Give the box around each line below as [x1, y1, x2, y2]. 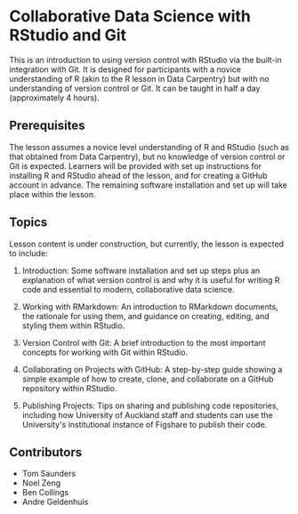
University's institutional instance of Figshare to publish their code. [21, 419, 268, 430]
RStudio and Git [9, 25, 127, 45]
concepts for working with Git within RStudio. [21, 347, 189, 357]
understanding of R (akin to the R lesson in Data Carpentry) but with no [9, 73, 270, 84]
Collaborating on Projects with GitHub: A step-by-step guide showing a [21, 364, 283, 374]
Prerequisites [9, 118, 85, 133]
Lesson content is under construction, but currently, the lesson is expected [9, 238, 285, 249]
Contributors [9, 445, 83, 460]
